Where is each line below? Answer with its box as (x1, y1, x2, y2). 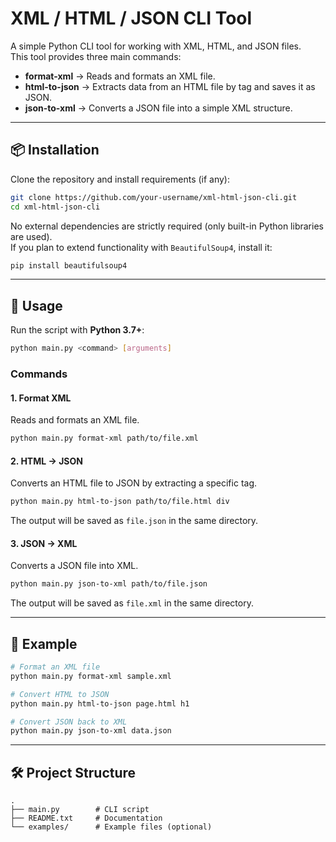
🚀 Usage (10, 297, 63, 314)
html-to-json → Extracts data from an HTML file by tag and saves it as (24, 80, 316, 92)
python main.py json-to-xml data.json (10, 726, 172, 736)
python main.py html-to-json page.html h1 (10, 698, 190, 709)
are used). (10, 230, 53, 242)
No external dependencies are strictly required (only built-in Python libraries (10, 220, 324, 232)
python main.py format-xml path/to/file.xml (10, 433, 199, 444)
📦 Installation (10, 142, 100, 159)
